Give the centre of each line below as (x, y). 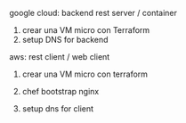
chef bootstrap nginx (61, 91)
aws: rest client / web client (60, 57)
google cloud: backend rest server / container (93, 13)
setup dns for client (58, 109)
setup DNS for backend (65, 40)
